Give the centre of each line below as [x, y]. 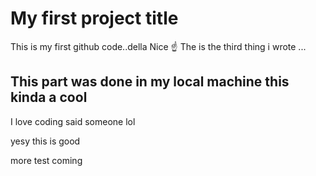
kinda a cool [49, 97]
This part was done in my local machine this [150, 82]
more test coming [46, 160]
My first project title [94, 18]
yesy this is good [45, 141]
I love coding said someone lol [73, 121]
